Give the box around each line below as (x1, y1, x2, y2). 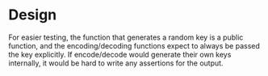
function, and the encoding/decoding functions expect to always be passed (8, 40, 261, 50)
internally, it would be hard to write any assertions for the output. (8, 58, 224, 68)
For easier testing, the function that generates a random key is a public (8, 32, 244, 42)
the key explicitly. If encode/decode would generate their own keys (8, 49, 232, 59)
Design (8, 6, 57, 24)
